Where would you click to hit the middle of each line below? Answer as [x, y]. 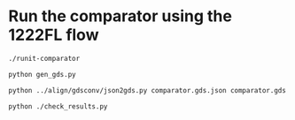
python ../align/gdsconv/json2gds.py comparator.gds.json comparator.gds [147, 90]
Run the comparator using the [120, 16]
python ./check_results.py [58, 106]
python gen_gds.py [42, 74]
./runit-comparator [44, 58]
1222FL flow [54, 35]
